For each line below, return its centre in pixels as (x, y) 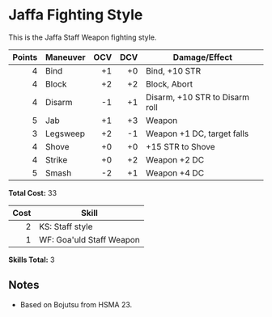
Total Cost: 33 (33, 192)
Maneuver (66, 57)
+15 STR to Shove (181, 146)
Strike (57, 159)
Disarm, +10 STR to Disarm (197, 97)
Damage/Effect (203, 57)
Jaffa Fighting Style (76, 15)
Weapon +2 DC (175, 159)
